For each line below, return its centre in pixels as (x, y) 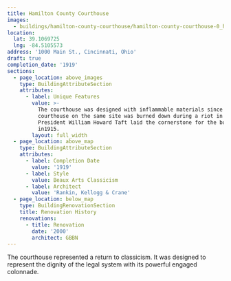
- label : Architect (53, 187)
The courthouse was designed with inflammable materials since (130, 110)
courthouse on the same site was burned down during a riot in (130, 116)
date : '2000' (51, 231)
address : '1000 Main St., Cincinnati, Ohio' (72, 52)
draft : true (24, 59)
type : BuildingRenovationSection (67, 206)
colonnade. (23, 272)
